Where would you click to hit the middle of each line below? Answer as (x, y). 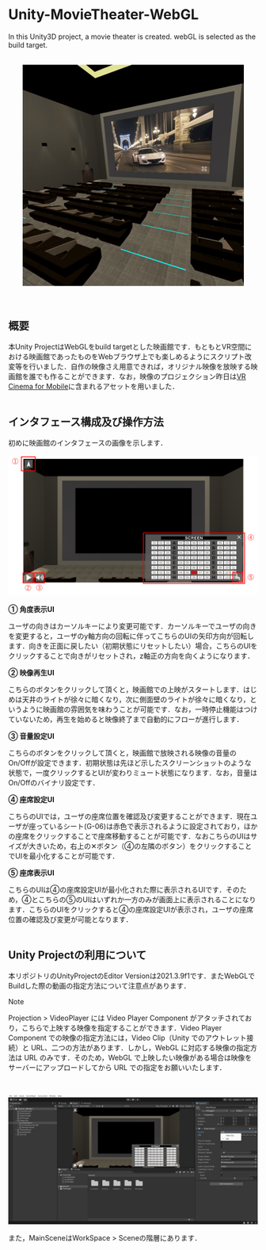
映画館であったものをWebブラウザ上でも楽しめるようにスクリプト (137, 356)
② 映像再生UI (31, 673)
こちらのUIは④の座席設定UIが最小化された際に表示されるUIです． (117, 890)
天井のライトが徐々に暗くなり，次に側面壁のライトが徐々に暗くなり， (136, 700)
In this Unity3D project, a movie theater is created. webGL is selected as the (132, 36)
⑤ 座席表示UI (31, 873)
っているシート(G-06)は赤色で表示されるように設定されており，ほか (146, 827)
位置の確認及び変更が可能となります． (70, 919)
